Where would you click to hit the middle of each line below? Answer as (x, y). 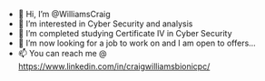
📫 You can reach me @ (62, 53)
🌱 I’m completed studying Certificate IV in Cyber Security (125, 33)
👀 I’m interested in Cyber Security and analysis (105, 24)
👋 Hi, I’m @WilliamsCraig (64, 14)
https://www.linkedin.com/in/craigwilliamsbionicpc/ (114, 66)
